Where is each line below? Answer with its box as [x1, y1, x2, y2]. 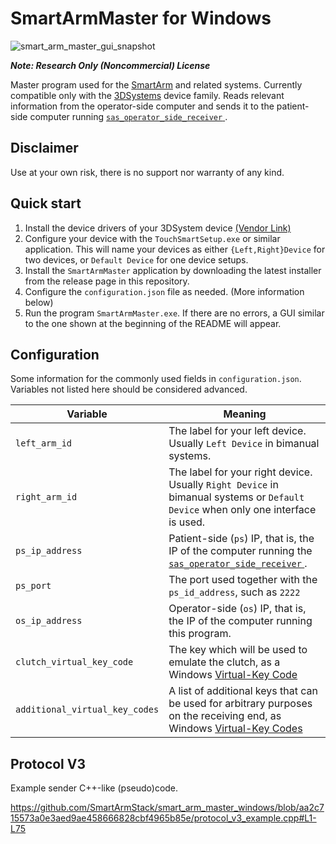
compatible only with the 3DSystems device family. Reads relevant [10, 89, 285, 101]
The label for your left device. [168, 424, 307, 438]
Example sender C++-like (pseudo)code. [10, 782, 179, 794]
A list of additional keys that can [168, 684, 318, 698]
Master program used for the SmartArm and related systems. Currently [10, 78, 303, 91]
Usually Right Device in [168, 478, 279, 492]
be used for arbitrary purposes [168, 697, 313, 711]
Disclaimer [10, 140, 79, 157]
